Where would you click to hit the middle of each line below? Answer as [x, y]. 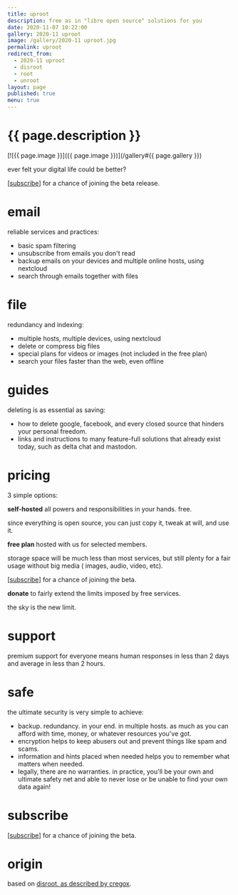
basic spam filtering [47, 245]
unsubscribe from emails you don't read [76, 253]
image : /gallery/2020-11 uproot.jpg [62, 41]
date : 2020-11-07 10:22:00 [47, 27]
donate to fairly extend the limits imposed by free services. [94, 593]
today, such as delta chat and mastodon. [77, 446]
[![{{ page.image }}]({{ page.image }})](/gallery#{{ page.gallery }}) [105, 155]
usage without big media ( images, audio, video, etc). [85, 566]
